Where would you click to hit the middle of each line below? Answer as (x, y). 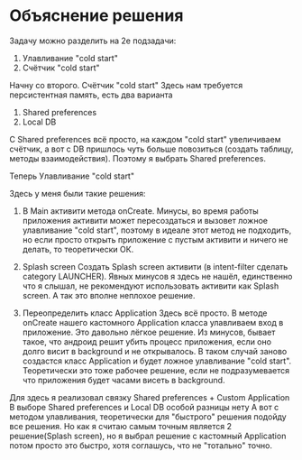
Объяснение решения (96, 16)
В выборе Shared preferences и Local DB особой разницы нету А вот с (144, 407)
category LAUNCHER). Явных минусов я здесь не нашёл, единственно (157, 276)
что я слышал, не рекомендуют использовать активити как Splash (151, 286)
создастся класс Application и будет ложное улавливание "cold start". (157, 361)
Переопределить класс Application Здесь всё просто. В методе (145, 313)
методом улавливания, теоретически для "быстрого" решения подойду (148, 417)
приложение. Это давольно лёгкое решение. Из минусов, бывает (149, 332)
